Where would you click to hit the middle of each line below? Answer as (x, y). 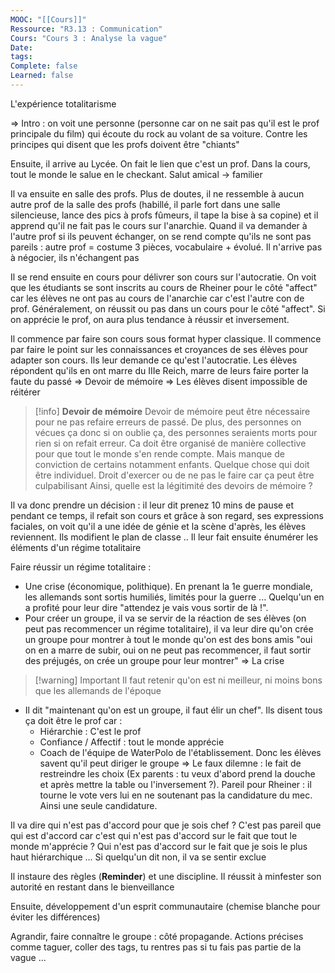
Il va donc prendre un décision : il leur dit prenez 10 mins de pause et (152, 505)
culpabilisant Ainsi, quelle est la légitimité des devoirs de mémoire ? (173, 485)
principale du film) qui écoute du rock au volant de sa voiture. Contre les (159, 133)
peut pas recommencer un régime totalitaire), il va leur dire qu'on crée (169, 628)
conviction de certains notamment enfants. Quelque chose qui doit (172, 464)
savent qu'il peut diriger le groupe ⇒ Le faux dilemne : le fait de (170, 763)
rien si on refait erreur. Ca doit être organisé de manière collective (170, 443)
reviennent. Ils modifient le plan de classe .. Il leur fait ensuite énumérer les (164, 537)
